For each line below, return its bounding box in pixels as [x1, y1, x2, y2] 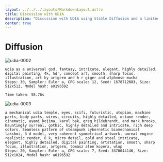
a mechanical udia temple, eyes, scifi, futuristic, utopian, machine [5, 110, 151, 115]
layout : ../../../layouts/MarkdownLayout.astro [5, 7, 103, 12]
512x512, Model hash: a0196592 [5, 84, 68, 89]
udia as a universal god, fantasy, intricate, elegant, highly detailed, [5, 67, 158, 72]
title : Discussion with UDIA [5, 12, 64, 16]
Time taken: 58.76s [5, 93, 45, 97]
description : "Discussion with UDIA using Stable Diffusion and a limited [5, 16, 160, 21]
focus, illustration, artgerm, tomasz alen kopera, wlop [5, 144, 123, 149]
